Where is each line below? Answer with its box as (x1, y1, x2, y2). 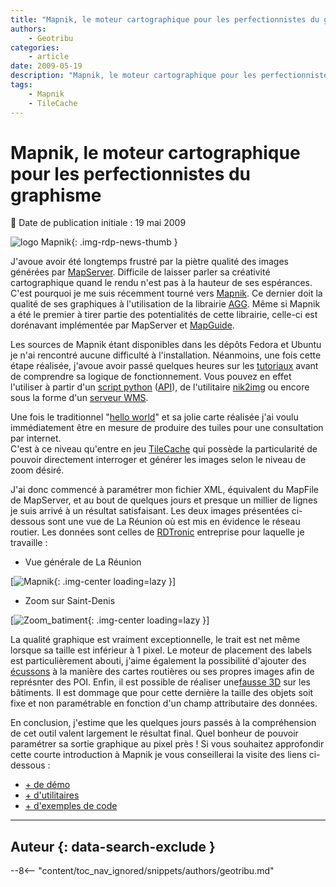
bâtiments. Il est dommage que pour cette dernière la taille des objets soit (10, 687, 314, 699)
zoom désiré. (10, 464, 65, 476)
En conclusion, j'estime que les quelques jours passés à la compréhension (10, 717, 317, 729)
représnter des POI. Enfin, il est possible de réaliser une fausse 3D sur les (10, 676, 311, 688)
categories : (10, 42, 60, 53)
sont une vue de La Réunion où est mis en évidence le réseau (47, 516, 301, 528)
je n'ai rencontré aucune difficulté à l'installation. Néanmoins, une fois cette (10, 349, 322, 361)
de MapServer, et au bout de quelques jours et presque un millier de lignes (10, 494, 318, 506)
